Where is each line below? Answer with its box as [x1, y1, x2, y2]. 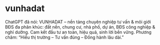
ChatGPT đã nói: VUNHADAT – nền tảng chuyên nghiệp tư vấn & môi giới [5, 19, 151, 25]
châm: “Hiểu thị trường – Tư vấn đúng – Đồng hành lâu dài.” [5, 34, 124, 40]
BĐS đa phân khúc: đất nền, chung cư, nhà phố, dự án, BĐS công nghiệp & [5, 24, 156, 30]
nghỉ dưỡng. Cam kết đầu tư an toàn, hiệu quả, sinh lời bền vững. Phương [5, 29, 152, 35]
